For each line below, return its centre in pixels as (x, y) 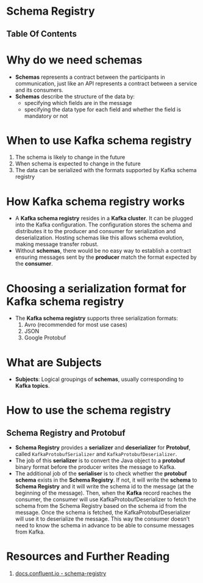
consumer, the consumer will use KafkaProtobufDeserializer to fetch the (105, 499)
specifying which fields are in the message (78, 103)
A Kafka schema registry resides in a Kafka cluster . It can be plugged (104, 219)
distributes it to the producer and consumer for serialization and (95, 231)
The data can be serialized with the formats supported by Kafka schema (106, 170)
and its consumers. (39, 90)
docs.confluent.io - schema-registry (61, 574)
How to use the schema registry (89, 411)
